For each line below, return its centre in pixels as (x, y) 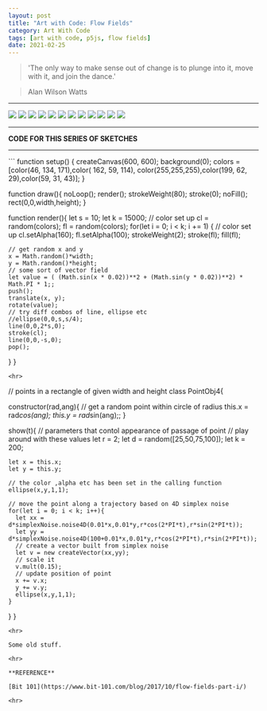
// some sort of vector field (58, 271)
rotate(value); (33, 305)
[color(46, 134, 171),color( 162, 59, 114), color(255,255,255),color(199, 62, (128, 170)
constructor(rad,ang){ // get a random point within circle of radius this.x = (128, 407)
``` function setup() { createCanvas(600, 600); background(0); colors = (124, 162)
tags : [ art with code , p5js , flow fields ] (79, 38)
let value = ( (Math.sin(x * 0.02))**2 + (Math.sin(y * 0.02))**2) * (126, 277)
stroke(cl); (28, 333)
